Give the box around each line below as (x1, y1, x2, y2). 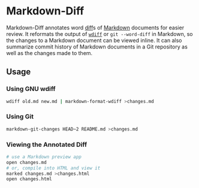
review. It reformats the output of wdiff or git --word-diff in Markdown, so (6, 30, 193, 37)
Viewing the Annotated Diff (6, 140, 88, 148)
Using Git (6, 113, 34, 121)
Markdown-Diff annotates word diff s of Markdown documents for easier (6, 24, 185, 31)
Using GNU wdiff (6, 85, 56, 93)
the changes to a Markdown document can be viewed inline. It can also (6, 37, 182, 44)
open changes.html (6, 176, 52, 182)
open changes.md (6, 159, 47, 165)
